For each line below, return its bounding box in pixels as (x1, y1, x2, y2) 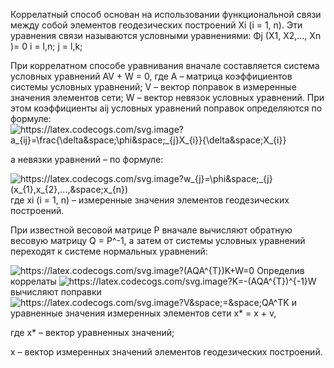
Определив (256, 265, 305, 276)
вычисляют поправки (10, 286, 102, 298)
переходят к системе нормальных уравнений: (10, 245, 208, 257)
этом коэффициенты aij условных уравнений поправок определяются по (10, 102, 323, 114)
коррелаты (10, 275, 57, 287)
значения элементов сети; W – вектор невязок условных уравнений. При (10, 92, 325, 103)
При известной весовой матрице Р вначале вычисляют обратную (10, 224, 293, 236)
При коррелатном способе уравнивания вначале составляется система (10, 60, 320, 71)
